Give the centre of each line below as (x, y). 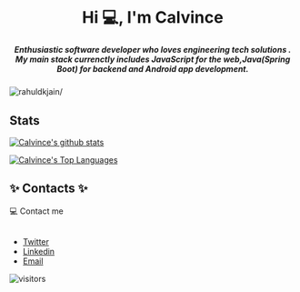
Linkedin (39, 251)
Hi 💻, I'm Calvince (153, 18)
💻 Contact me (36, 211)
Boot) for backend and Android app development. (153, 68)
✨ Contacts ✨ (49, 189)
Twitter (36, 241)
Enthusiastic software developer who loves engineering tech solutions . (153, 49)
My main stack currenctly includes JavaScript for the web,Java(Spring (153, 59)
